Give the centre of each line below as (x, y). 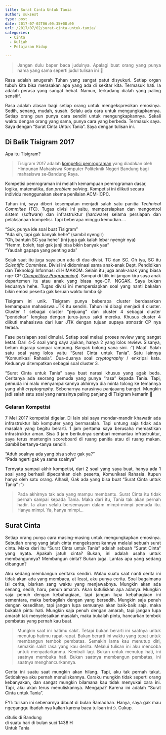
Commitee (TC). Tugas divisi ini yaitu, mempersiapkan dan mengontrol (83, 209)
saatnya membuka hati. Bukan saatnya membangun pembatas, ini (89, 657)
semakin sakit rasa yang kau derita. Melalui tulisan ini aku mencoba (89, 646)
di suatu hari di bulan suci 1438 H (39, 723)
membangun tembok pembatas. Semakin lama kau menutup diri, (89, 641)
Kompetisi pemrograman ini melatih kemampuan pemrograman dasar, (76, 184)
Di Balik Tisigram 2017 (40, 142)
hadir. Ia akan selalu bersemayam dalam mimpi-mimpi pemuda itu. (89, 504)
